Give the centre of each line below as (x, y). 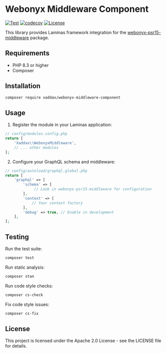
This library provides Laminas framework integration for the (66, 32)
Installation (23, 86)
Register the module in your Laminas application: (62, 125)
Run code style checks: (29, 286)
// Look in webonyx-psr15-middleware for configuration (93, 189)
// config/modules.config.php (36, 134)
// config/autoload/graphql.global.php (46, 171)
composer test (20, 258)
